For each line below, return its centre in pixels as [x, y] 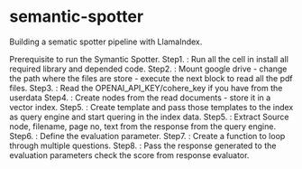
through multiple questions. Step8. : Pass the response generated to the [143, 146]
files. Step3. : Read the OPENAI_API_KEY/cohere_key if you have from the [146, 88]
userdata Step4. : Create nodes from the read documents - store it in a [140, 98]
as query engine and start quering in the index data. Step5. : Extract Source [150, 117]
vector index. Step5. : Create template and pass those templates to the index [151, 107]
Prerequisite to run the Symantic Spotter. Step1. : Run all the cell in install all [149, 59]
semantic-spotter [77, 17]
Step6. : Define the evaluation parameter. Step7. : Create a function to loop [147, 136]
